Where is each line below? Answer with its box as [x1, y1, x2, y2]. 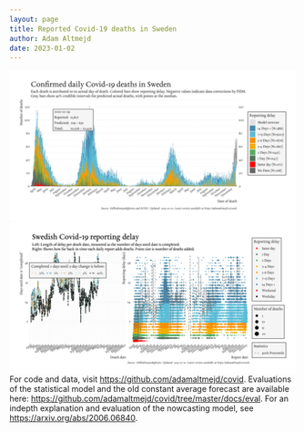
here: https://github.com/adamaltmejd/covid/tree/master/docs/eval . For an [9, 393, 289, 404]
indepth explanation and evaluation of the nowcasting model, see [9, 402, 254, 414]
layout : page [9, 15, 59, 24]
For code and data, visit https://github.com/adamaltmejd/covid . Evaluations [9, 374, 292, 385]
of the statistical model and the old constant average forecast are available [9, 383, 289, 394]
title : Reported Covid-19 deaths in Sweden [9, 24, 177, 34]
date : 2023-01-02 [9, 44, 76, 53]
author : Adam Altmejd [9, 34, 92, 43]
